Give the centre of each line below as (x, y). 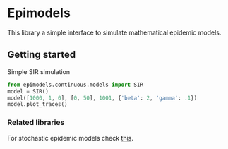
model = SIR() (28, 91)
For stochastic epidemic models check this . (71, 138)
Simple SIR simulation (39, 71)
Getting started (42, 55)
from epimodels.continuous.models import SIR (75, 85)
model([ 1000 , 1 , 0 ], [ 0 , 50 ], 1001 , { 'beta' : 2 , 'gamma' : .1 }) (102, 98)
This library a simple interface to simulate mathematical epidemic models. (114, 32)
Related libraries (36, 123)
